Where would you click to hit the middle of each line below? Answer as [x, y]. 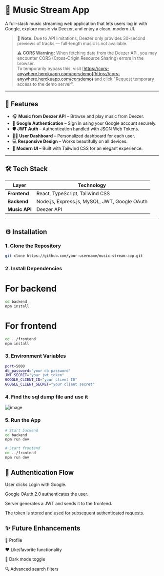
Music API [20, 209]
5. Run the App [23, 420]
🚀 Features [22, 104]
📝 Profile [14, 540]
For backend [31, 289]
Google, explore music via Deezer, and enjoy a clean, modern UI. [70, 28]
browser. [26, 63]
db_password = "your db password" [38, 371]
